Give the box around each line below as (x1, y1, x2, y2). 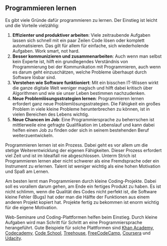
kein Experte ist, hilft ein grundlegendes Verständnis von (12, 58, 128, 64)
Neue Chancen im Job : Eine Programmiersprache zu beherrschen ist (12, 116, 155, 122)
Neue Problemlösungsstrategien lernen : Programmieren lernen (12, 95, 144, 101)
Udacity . (5, 235, 22, 241)
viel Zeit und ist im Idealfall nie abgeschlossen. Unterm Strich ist (5, 153, 137, 159)
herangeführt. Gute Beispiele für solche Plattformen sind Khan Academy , (5, 225, 154, 231)
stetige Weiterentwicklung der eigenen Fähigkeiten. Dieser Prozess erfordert (5, 147, 162, 153)
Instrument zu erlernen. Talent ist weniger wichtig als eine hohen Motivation (5, 163, 161, 169)
